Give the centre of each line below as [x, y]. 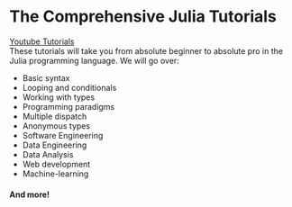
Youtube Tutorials [42, 41]
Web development [56, 164]
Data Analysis [48, 154]
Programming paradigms [68, 106]
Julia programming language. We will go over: [95, 60]
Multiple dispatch [55, 116]
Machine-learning [55, 174]
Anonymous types [56, 126]
